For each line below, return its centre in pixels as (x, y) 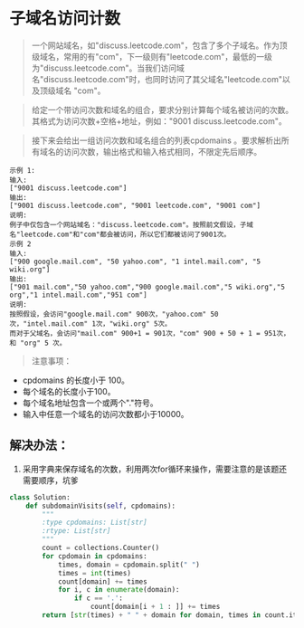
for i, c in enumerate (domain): (119, 590)
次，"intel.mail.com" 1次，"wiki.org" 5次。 (90, 324)
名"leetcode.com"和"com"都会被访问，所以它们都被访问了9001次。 (120, 234)
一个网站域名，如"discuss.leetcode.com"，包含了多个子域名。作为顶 (159, 45)
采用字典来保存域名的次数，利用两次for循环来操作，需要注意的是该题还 (155, 469)
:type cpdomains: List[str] (95, 523)
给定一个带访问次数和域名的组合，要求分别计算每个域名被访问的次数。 (162, 109)
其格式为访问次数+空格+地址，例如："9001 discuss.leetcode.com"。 (159, 121)
